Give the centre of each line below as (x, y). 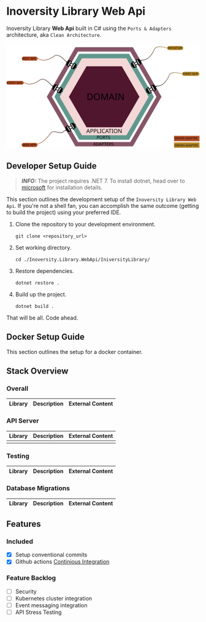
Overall (17, 389)
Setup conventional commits (51, 555)
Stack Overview (37, 371)
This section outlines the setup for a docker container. (74, 351)
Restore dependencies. (44, 271)
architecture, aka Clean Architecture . (54, 34)
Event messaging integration (51, 605)
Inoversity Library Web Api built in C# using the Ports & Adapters (89, 28)
